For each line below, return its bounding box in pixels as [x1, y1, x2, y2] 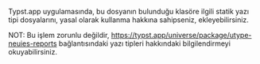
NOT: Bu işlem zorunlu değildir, [8, 31, 110, 40]
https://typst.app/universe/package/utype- [111, 31, 252, 40]
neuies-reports [8, 39, 57, 48]
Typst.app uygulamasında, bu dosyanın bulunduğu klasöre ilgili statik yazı [8, 7, 249, 16]
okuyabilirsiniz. [8, 47, 58, 56]
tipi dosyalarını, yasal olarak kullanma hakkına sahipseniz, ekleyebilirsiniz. [8, 15, 249, 24]
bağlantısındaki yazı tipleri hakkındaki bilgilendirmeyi [58, 39, 231, 48]
